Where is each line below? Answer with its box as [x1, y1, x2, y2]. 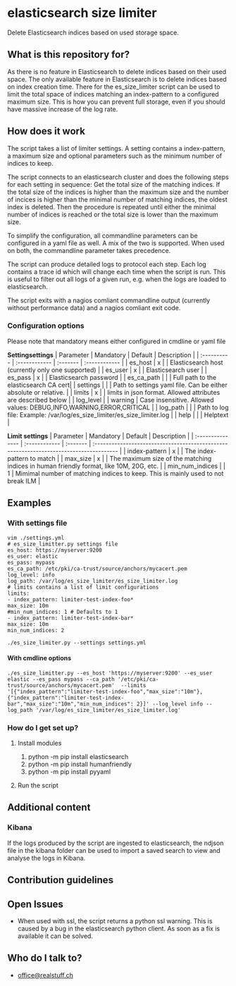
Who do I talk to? [7, 952, 82, 964]
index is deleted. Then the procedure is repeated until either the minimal [7, 202, 216, 211]
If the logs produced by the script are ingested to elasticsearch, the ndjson [7, 839, 224, 847]
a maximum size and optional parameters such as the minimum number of [7, 152, 223, 160]
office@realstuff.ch [17, 970, 74, 979]
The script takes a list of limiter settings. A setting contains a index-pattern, [7, 144, 225, 152]
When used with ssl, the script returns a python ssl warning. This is [17, 916, 213, 925]
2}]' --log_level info [136, 700, 203, 708]
